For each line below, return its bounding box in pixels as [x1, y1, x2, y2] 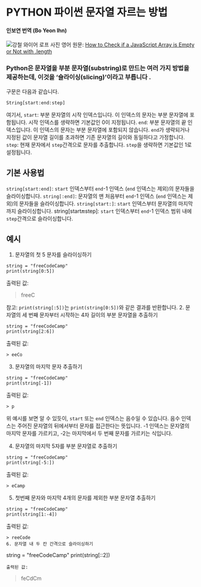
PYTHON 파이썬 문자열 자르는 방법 [6, 5, 168, 19]
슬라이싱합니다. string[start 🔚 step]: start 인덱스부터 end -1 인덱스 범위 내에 [17, 207, 192, 215]
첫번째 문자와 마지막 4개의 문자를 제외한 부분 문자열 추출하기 [14, 494, 156, 501]
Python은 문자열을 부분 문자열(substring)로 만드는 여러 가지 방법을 [6, 64, 190, 73]
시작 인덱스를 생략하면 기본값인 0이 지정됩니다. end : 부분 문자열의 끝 [28, 118, 187, 126]
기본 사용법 [6, 168, 45, 178]
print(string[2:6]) [6, 329, 55, 335]
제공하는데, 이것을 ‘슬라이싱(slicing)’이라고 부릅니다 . [6, 73, 151, 82]
